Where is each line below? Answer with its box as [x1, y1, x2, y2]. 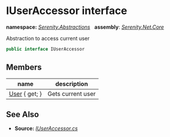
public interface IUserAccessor [6, 46, 85, 52]
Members [6, 63, 42, 73]
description [55, 80, 88, 88]
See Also [6, 109, 39, 119]
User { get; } [9, 90, 42, 98]
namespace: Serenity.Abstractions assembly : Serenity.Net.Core [6, 23, 165, 30]
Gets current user [47, 90, 96, 98]
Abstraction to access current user [6, 35, 90, 42]
